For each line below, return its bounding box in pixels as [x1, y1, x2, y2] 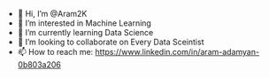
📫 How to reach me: [17, 47, 94, 57]
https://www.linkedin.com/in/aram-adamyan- [95, 47, 259, 57]
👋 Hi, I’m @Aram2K [17, 9, 88, 19]
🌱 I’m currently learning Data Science [17, 27, 154, 37]
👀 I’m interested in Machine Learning [17, 18, 152, 28]
